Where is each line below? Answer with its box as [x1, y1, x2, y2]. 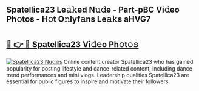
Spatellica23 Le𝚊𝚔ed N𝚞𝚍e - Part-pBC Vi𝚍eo [6, 5, 180, 15]
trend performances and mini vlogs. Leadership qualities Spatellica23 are [6, 72, 190, 78]
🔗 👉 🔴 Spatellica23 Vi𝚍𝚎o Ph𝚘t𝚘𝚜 [6, 39, 139, 49]
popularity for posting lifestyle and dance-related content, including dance [6, 65, 192, 72]
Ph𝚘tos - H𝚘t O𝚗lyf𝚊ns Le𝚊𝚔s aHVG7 [6, 14, 151, 25]
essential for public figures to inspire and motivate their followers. [6, 78, 170, 85]
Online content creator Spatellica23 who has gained [63, 58, 194, 65]
